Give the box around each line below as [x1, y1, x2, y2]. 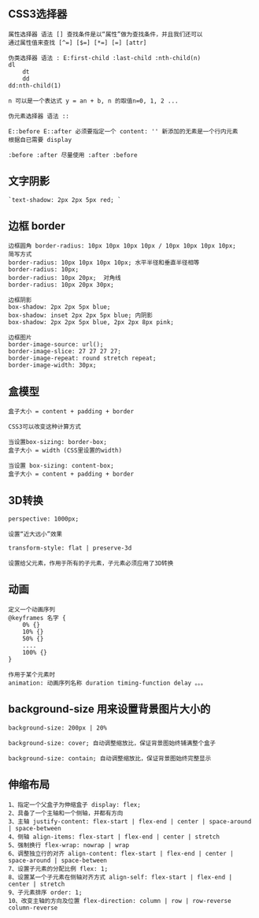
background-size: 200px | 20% [8, 724, 108, 732]
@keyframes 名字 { [8, 614, 66, 621]
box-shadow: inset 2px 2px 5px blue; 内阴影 [8, 312, 154, 319]
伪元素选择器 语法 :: [8, 112, 69, 120]
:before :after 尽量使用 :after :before [8, 151, 138, 159]
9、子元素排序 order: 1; [8, 888, 83, 897]
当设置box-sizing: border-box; [8, 438, 108, 446]
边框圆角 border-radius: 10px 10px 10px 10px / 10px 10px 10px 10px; [8, 242, 236, 250]
